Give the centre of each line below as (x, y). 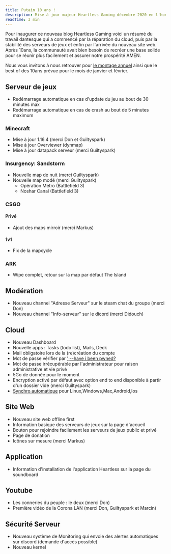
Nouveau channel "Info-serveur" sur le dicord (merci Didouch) (78, 314)
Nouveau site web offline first (44, 419)
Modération (24, 291)
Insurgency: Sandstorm (35, 163)
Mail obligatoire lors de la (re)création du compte (64, 353)
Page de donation (31, 435)
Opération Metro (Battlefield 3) (52, 185)
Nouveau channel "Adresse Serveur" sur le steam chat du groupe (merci (89, 303)
